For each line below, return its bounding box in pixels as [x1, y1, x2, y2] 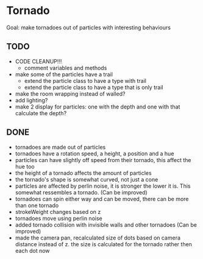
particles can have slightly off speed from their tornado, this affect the [15, 156, 191, 163]
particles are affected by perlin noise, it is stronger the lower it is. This [15, 182, 191, 190]
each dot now [15, 247, 50, 254]
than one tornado [15, 202, 59, 209]
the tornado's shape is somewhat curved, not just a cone [15, 176, 158, 183]
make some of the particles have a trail [15, 71, 113, 78]
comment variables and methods [24, 64, 107, 71]
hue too [15, 163, 35, 170]
